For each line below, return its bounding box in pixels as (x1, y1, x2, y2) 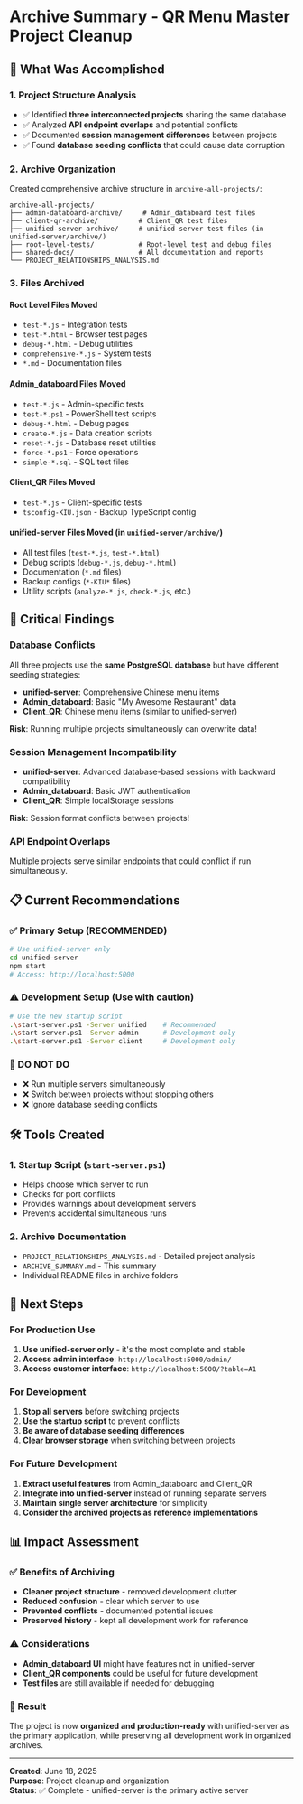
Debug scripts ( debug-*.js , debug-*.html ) (22, 556, 177, 567)
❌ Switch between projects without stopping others (22, 1089, 214, 1099)
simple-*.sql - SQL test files (22, 456, 129, 467)
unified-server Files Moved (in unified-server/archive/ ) (9, 527, 224, 538)
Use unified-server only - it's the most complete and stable (22, 1344, 246, 1355)
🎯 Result (9, 1700, 47, 1713)
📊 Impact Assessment (9, 1534, 140, 1550)
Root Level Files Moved (9, 299, 98, 310)
